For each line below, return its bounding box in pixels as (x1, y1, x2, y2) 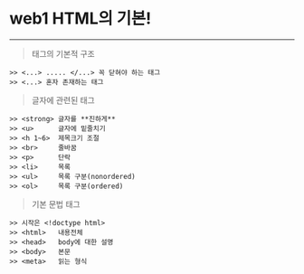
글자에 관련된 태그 (31, 94, 95, 105)
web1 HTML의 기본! (9, 8, 152, 29)
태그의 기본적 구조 (31, 48, 95, 59)
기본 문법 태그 (31, 198, 81, 209)
